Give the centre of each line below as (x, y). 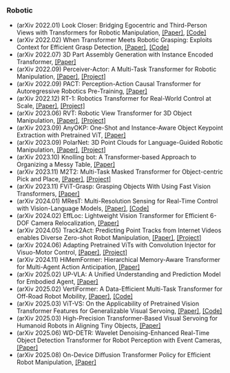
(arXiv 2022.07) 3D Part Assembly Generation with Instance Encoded (115, 54)
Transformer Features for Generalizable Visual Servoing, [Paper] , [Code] (119, 311)
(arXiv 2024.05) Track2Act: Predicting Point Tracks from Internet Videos (119, 230)
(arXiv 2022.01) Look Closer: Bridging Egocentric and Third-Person (112, 26)
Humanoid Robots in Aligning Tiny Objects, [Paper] (88, 325)
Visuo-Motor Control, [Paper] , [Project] (72, 252)
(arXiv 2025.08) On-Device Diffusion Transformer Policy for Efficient (113, 355)
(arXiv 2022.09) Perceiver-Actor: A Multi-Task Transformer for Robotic (116, 69)
